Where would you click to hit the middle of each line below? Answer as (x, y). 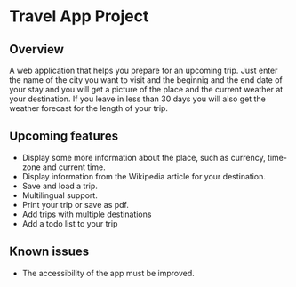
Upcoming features (64, 136)
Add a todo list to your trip (70, 223)
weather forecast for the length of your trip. (89, 108)
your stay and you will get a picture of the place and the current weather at (146, 89)
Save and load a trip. (60, 186)
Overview (37, 49)
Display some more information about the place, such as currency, (144, 157)
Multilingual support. (60, 195)
